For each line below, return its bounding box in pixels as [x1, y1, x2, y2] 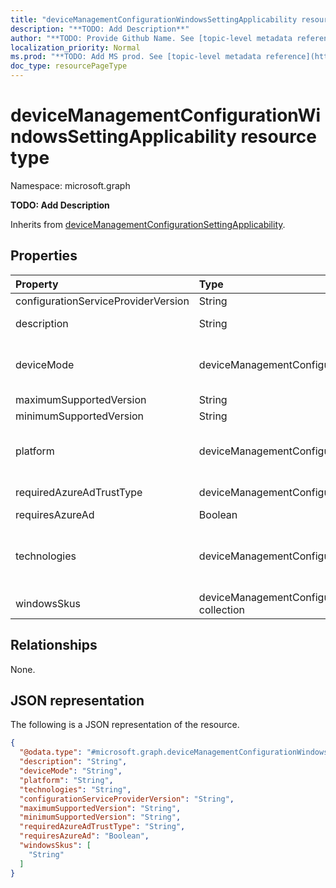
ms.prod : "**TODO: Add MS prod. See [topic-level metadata [10, 52, 262, 62]
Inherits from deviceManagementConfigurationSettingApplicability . [10, 218, 286, 230]
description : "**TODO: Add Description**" [10, 24, 190, 34]
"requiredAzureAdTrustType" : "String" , [19, 822, 186, 832]
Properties [10, 247, 78, 265]
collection [198, 602, 245, 616]
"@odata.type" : [19, 747, 83, 758]
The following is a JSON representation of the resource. [10, 719, 240, 731]
